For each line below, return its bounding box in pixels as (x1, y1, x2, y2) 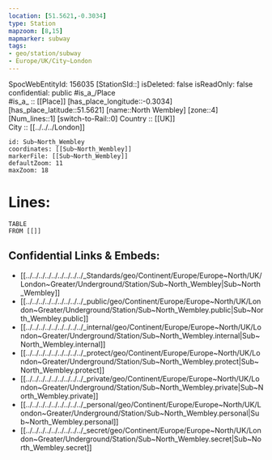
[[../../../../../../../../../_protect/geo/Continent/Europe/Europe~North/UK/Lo (19, 347, 261, 357)
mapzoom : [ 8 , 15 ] (8, 27, 63, 35)
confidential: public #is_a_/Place (8, 87, 116, 97)
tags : (8, 42, 27, 50)
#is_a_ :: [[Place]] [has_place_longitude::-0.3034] (8, 96, 172, 106)
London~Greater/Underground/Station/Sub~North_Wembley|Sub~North (19, 279, 261, 288)
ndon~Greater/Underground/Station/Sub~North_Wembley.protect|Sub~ (19, 356, 259, 366)
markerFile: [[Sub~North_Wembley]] (8, 151, 129, 160)
